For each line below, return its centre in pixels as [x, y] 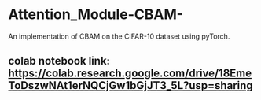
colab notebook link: [59, 61]
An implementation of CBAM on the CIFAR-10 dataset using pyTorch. [119, 36]
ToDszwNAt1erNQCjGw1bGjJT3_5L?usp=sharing [130, 85]
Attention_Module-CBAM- [96, 15]
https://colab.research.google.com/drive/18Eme [130, 74]
